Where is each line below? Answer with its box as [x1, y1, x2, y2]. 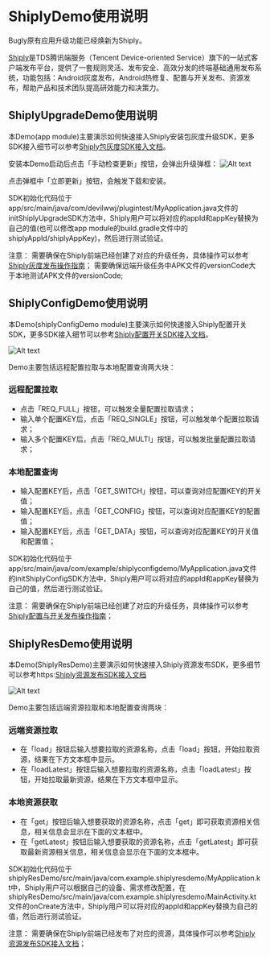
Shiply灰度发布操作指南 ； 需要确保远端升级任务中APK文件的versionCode [8, 260, 249, 270]
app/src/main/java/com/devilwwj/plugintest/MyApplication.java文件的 [8, 203, 239, 213]
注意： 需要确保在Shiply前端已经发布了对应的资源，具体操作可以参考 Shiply [8, 928, 256, 938]
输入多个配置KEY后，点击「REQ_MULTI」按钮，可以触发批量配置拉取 [19, 434, 249, 444]
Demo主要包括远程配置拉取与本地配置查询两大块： [8, 362, 176, 371]
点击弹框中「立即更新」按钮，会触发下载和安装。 [8, 176, 170, 185]
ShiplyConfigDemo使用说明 [8, 296, 148, 310]
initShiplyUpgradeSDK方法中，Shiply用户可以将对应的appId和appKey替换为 [8, 213, 259, 222]
